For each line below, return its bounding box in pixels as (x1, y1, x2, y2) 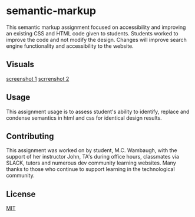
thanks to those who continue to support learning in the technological (6, 166, 175, 173)
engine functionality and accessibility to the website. (6, 42, 134, 50)
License (6, 189, 36, 199)
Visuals (6, 60, 34, 70)
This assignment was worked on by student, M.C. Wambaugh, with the (6, 147, 178, 154)
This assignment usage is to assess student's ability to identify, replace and (6, 108, 190, 115)
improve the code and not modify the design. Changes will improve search (6, 36, 187, 43)
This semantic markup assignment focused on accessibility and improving (6, 24, 186, 31)
